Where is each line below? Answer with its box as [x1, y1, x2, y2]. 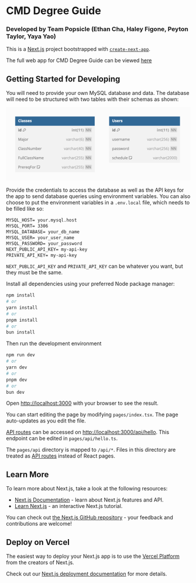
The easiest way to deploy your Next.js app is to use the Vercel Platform [6, 553, 180, 560]
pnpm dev [6, 377, 27, 383]
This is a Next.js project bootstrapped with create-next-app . [6, 46, 151, 53]
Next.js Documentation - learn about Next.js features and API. [14, 496, 164, 503]
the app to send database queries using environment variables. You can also [6, 193, 191, 200]
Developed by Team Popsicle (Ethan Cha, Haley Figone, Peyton [6, 25, 188, 33]
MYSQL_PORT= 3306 [6, 223, 49, 229]
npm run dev [6, 352, 35, 358]
